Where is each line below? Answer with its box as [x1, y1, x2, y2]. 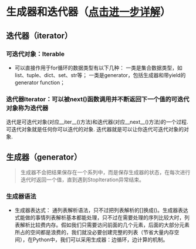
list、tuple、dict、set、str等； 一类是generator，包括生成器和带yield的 [14, 71, 186, 78]
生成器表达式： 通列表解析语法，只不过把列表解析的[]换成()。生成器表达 [14, 207, 189, 214]
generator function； [14, 79, 66, 86]
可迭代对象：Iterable [6, 49, 65, 58]
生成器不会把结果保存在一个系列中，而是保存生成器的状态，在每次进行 [20, 168, 191, 175]
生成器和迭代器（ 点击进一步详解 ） [6, 5, 171, 19]
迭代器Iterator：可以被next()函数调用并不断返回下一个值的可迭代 [6, 95, 190, 103]
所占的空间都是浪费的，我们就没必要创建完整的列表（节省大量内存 [14, 229, 174, 236]
